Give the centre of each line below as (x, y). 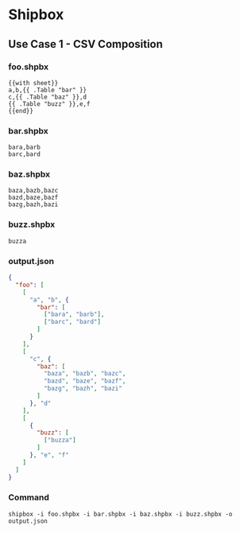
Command (29, 497)
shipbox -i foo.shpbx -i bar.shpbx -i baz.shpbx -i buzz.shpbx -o (120, 514)
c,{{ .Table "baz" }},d (48, 97)
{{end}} (21, 111)
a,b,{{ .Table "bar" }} (48, 90)
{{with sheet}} (33, 83)
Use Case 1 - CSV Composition (85, 44)
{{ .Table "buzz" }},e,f (49, 104)
